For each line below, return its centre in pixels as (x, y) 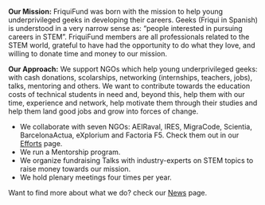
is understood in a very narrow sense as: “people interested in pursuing (125, 28)
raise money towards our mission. (75, 169)
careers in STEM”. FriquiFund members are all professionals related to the (129, 37)
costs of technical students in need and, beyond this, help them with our (127, 94)
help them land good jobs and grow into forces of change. (103, 111)
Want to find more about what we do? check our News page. (108, 193)
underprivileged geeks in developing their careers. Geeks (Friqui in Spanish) (133, 20)
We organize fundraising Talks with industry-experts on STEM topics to (136, 161)
